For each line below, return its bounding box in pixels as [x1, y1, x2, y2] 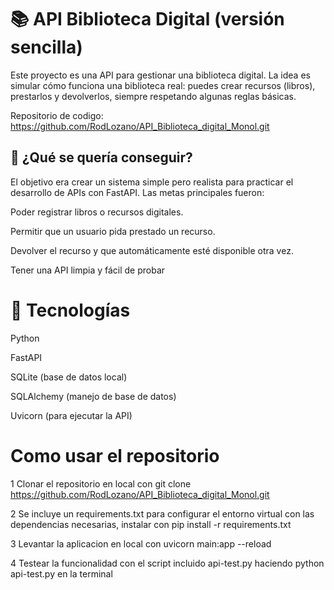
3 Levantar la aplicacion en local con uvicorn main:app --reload [10, 537, 272, 550]
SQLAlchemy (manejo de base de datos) [10, 390, 177, 402]
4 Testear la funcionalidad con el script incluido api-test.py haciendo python [10, 557, 325, 569]
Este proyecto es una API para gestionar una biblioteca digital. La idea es [10, 69, 311, 81]
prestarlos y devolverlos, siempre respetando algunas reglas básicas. [10, 90, 297, 102]
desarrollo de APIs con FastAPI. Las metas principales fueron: [10, 186, 265, 198]
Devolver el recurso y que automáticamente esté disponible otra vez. [10, 244, 294, 256]
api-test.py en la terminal [10, 567, 113, 580]
